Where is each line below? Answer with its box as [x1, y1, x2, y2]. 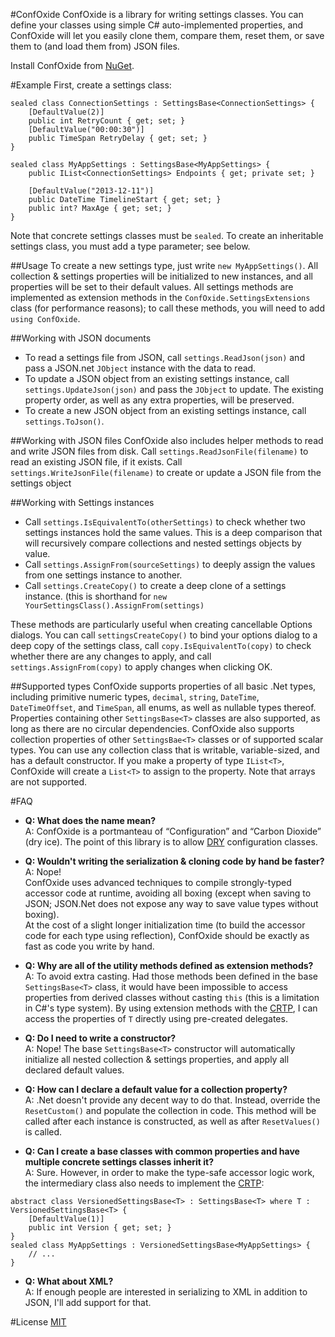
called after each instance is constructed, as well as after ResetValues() [24, 1115, 321, 1127]
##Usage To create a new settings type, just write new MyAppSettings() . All [10, 260, 319, 271]
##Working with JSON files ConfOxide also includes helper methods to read [10, 435, 324, 446]
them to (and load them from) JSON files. [10, 40, 180, 52]
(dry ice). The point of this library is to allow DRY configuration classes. [24, 836, 318, 848]
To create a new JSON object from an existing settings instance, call [24, 405, 307, 416]
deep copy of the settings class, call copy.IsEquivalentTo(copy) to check [10, 640, 312, 651]
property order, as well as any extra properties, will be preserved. [24, 394, 295, 406]
